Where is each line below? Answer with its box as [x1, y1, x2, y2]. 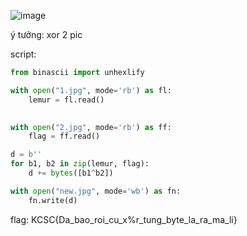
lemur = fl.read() [28, 95, 105, 105]
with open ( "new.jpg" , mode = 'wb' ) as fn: [10, 186, 182, 196]
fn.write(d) [28, 195, 78, 205]
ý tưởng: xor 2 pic [10, 29, 83, 40]
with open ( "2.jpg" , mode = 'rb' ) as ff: [10, 122, 172, 132]
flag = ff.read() [28, 131, 101, 142]
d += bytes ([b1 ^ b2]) [28, 168, 114, 178]
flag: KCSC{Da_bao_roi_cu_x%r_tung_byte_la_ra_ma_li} [10, 213, 238, 225]
